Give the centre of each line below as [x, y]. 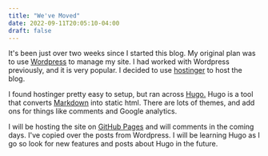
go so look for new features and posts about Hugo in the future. [113, 144]
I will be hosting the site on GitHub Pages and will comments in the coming [131, 127]
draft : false [30, 30]
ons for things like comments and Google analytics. [93, 111]
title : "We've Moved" [44, 16]
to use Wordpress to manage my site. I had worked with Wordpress [119, 62]
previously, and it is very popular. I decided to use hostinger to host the [125, 70]
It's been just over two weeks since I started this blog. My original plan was [132, 54]
